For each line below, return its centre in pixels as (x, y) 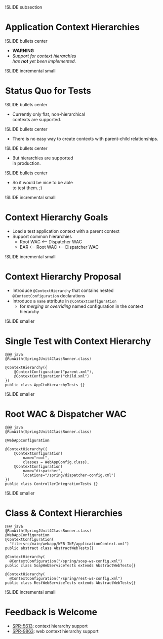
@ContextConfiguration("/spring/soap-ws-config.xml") (66, 561)
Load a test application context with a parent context (66, 231)
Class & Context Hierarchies (64, 513)
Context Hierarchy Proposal (63, 277)
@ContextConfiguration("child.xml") (52, 376)
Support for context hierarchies (44, 56)
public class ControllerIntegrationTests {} (52, 484)
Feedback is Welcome (51, 612)
